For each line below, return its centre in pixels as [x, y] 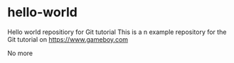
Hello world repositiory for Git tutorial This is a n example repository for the [117, 32]
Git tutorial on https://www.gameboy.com [68, 39]
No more [20, 53]
